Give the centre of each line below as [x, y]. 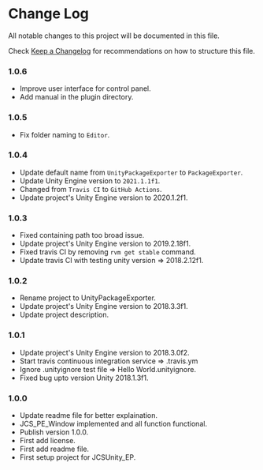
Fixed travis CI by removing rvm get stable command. [108, 252]
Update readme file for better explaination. [88, 415]
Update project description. [64, 315]
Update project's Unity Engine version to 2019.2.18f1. [105, 244]
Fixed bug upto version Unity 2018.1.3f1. [84, 378]
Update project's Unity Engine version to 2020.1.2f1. [104, 197]
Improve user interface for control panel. [85, 88]
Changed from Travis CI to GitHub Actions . [91, 189]
